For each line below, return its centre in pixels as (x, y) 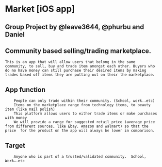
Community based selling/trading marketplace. (78, 51)
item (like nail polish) (30, 109)
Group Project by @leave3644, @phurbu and (75, 27)
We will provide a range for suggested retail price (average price (84, 122)
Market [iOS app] (40, 9)
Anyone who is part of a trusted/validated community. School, (80, 157)
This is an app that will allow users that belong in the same (70, 62)
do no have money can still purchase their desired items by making (76, 71)
